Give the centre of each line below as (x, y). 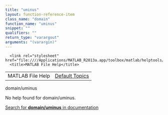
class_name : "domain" (28, 19)
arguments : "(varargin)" (31, 42)
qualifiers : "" (21, 33)
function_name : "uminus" (31, 24)
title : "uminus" (22, 10)
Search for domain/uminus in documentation (52, 107)
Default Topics (72, 76)
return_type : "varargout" (32, 38)
